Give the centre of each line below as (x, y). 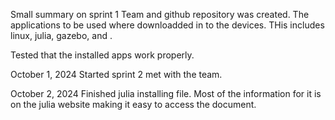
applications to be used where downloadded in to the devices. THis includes (167, 25)
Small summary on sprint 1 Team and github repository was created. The (160, 14)
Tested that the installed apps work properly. (102, 55)
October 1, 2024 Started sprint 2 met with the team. (116, 74)
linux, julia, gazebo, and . (61, 35)
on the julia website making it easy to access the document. (133, 104)
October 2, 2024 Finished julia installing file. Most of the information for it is (166, 93)
